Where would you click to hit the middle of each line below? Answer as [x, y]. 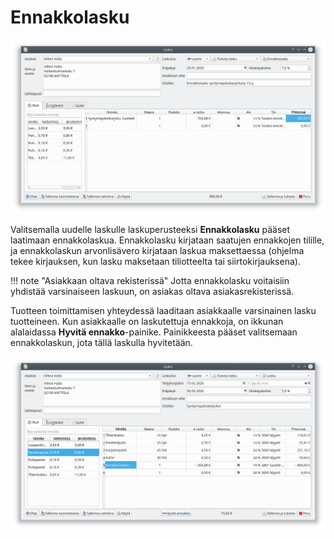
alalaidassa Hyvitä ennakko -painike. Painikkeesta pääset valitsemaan [154, 332]
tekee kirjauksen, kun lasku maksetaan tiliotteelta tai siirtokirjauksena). [155, 262]
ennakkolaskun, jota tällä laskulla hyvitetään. [101, 343]
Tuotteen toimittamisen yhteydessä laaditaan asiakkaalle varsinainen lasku [163, 311]
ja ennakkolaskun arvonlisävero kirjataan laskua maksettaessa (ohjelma [157, 251]
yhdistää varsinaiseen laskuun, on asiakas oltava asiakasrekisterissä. [152, 292]
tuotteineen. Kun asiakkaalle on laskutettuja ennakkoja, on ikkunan [147, 322]
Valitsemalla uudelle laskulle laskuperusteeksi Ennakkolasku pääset [150, 230]
